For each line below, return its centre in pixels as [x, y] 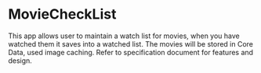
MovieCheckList [62, 14]
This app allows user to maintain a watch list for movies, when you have [124, 36]
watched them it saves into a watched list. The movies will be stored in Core [130, 43]
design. [20, 61]
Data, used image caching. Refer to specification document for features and [130, 52]
